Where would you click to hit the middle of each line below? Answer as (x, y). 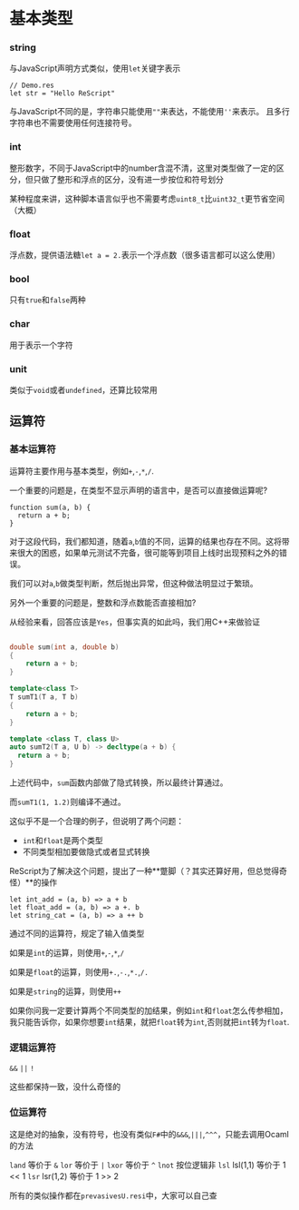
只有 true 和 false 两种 (48, 300)
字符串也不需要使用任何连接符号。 (73, 123)
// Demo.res (32, 86)
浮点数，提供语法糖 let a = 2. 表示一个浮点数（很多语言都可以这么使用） (145, 255)
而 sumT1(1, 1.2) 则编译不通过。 (68, 802)
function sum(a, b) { (50, 507)
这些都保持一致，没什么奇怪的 (65, 1087)
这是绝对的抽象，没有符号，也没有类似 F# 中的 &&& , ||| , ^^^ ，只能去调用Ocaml (149, 1134)
